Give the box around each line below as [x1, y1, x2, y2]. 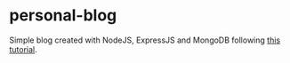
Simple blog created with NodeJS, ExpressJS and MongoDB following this [9, 35, 281, 45]
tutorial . [9, 43, 37, 54]
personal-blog [9, 5, 117, 26]
